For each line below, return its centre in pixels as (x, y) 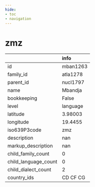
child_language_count (32, 162)
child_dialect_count (29, 170)
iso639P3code (24, 130)
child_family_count (28, 154)
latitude (16, 114)
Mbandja (72, 90)
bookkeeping (22, 98)
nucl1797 (73, 83)
